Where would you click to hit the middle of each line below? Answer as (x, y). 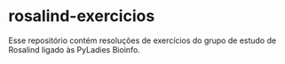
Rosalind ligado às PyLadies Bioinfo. (75, 49)
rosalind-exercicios (82, 16)
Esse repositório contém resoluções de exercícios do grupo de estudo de (142, 40)
